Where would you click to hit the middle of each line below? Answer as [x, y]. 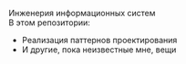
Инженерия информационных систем [82, 13]
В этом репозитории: [49, 23]
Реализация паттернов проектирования [99, 40]
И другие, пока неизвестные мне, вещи [99, 50]
